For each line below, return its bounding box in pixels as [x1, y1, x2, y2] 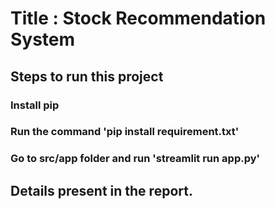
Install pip [10, 98, 60, 112]
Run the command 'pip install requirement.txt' [10, 125, 240, 139]
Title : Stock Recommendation [10, 7, 267, 30]
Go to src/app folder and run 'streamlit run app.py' [10, 152, 261, 166]
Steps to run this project [10, 68, 164, 85]
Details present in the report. [10, 182, 193, 199]
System [10, 28, 76, 51]
